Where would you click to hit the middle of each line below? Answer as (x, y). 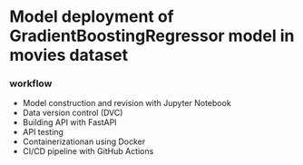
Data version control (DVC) (73, 113)
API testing (43, 132)
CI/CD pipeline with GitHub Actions (88, 151)
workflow (31, 83)
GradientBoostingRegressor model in (152, 36)
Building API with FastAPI (69, 122)
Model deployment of (92, 17)
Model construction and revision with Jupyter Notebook (127, 103)
